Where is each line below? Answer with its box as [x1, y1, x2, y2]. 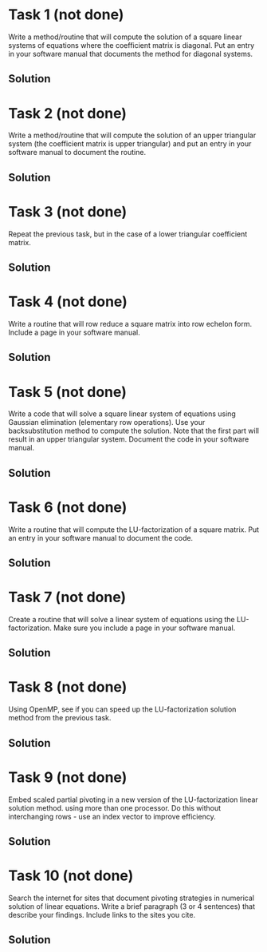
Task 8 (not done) [8, 678, 128, 696]
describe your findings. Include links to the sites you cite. [8, 910, 196, 919]
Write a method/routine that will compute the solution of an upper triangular [8, 130, 257, 141]
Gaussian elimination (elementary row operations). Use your [8, 418, 206, 427]
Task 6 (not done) [8, 498, 128, 516]
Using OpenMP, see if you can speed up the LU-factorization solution [8, 704, 237, 714]
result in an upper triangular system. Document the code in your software [8, 434, 249, 444]
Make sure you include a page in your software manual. [53, 623, 236, 633]
